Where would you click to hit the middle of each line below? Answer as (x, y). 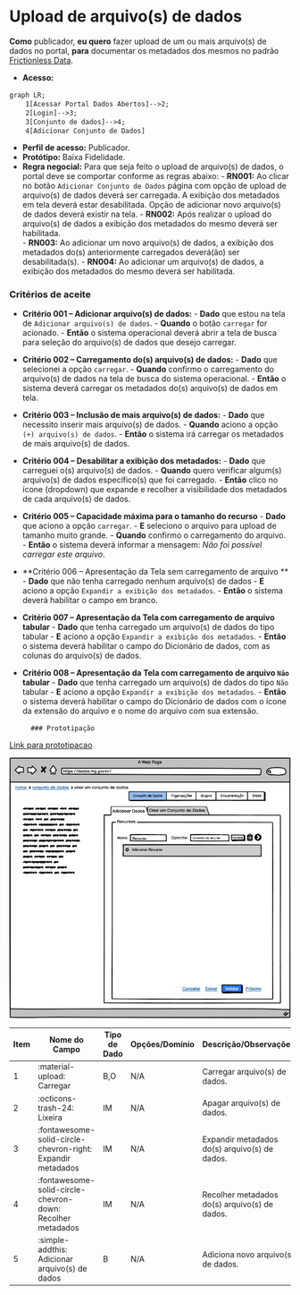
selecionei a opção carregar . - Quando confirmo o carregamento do (148, 370)
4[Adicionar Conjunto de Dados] (85, 131)
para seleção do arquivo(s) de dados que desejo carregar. (129, 343)
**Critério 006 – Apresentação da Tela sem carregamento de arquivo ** (155, 572)
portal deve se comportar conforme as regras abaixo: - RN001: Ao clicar (156, 175)
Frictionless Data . (42, 60)
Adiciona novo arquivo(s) (248, 1254)
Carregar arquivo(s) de (244, 1071)
